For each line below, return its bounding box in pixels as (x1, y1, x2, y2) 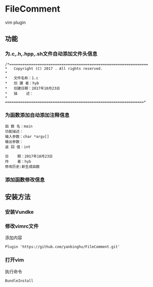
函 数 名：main (5, 124, 33, 129)
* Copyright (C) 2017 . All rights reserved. (5, 66, 103, 71)
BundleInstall (5, 278, 34, 283)
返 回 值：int (5, 144, 31, 149)
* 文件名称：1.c (5, 75, 39, 81)
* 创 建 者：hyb (5, 81, 39, 85)
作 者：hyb (5, 159, 31, 164)
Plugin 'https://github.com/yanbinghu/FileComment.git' (5, 244, 120, 250)
